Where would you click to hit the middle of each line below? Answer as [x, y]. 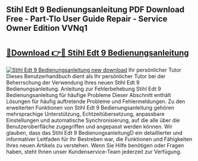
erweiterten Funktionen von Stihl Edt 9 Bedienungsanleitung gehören [90, 108]
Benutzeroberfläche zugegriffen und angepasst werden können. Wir [90, 126]
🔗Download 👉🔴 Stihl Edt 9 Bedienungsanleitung [98, 53]
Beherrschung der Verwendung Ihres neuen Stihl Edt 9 [73, 83]
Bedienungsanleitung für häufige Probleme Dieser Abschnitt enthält [89, 95]
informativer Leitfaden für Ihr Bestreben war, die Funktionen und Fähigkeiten [99, 139]
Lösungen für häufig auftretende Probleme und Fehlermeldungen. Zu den [96, 101]
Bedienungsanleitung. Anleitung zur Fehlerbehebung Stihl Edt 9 [84, 89]
